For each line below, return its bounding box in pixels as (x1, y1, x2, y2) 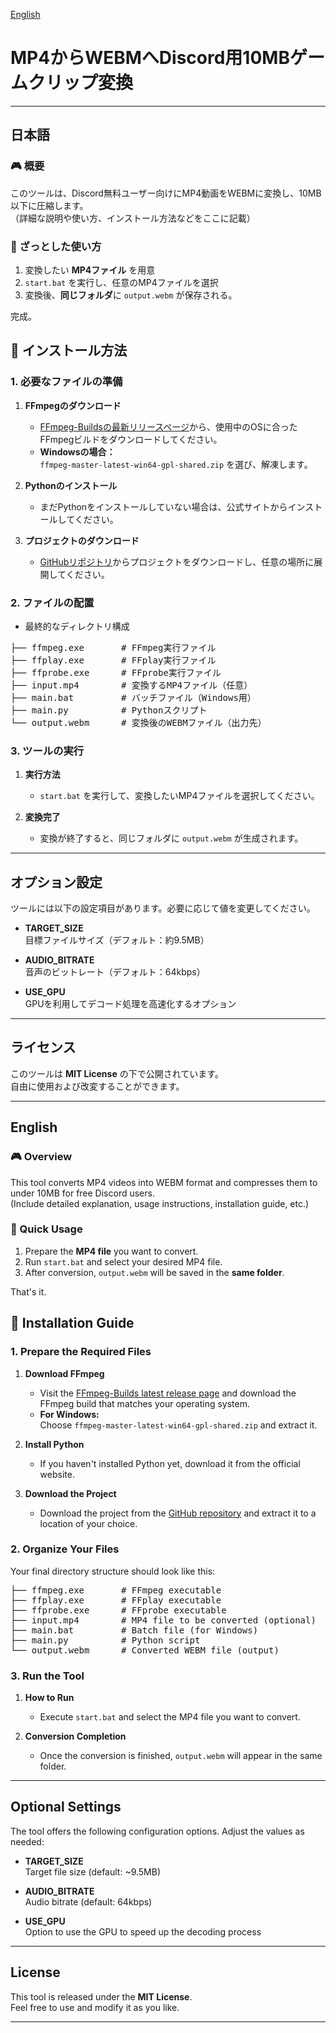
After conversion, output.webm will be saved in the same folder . (24, 1266, 285, 1278)
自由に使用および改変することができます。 (10, 1080, 185, 1092)
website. (39, 1468, 75, 1480)
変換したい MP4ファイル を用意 (24, 264, 156, 276)
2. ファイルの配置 (10, 595, 95, 609)
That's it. (10, 1285, 47, 1298)
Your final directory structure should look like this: (10, 1565, 216, 1577)
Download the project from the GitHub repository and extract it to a (39, 1507, 317, 1519)
